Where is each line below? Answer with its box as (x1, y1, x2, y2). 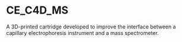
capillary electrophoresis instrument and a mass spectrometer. (6, 29, 159, 36)
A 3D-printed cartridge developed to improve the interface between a (6, 23, 176, 30)
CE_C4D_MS (6, 4, 69, 17)
